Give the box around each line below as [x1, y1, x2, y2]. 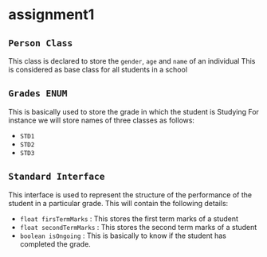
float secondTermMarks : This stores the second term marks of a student [19, 222, 257, 232]
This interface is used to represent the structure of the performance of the [8, 189, 253, 200]
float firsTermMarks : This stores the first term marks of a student [19, 213, 239, 224]
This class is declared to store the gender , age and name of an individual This [8, 56, 256, 65]
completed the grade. [19, 239, 92, 248]
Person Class [8, 37, 73, 49]
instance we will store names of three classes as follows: [8, 115, 195, 125]
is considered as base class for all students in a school [8, 65, 188, 74]
